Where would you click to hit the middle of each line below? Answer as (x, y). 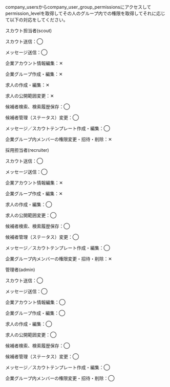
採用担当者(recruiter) (27, 150)
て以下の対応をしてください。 (37, 20)
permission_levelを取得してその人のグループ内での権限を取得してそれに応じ (85, 13)
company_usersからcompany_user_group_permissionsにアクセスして (78, 7)
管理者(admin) (20, 270)
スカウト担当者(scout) (29, 31)
